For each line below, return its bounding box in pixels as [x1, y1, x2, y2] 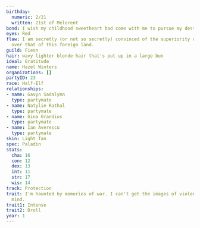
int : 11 [11, 169, 31, 175]
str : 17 [11, 175, 31, 180]
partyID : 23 [6, 75, 36, 81]
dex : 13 [11, 163, 31, 169]
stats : [6, 147, 23, 153]
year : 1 [6, 213, 26, 219]
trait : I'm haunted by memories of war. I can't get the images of [6, 191, 177, 197]
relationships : [6, 86, 44, 92]
